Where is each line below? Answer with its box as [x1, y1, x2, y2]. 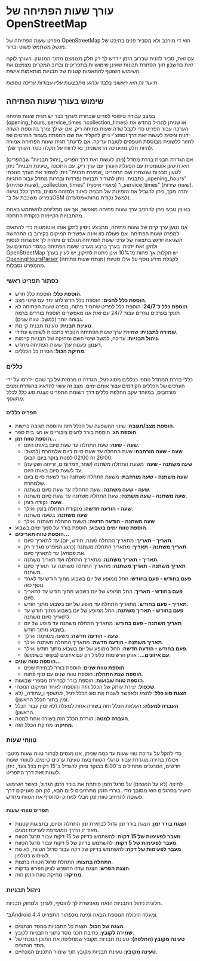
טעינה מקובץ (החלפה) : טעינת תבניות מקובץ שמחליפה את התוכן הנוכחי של [14, 935, 185, 942]
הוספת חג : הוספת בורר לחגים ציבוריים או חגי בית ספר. [14, 428, 139, 435]
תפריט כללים [6, 408, 37, 416]
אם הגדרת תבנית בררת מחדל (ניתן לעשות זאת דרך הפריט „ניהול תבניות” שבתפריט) [6, 156, 193, 163]
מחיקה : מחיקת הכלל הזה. [14, 721, 73, 728]
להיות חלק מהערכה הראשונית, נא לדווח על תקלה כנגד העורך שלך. [6, 144, 153, 151]
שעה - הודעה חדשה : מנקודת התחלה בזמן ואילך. [23, 505, 133, 512]
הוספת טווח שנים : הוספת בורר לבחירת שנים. [23, 663, 127, 671]
